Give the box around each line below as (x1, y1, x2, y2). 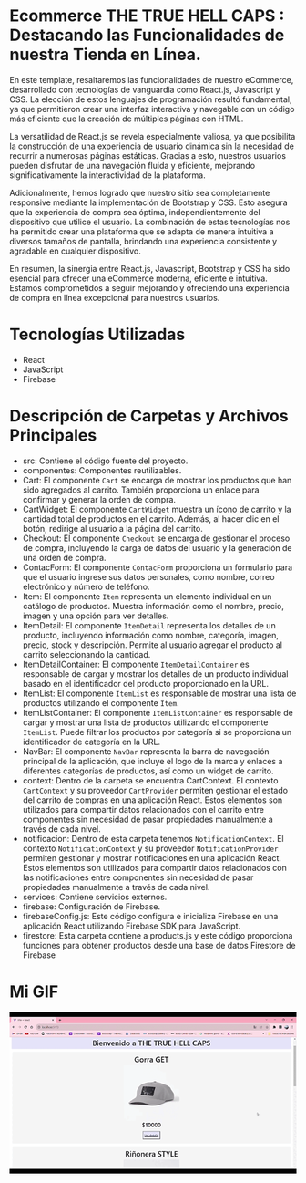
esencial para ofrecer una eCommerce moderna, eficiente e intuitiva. (9, 273, 269, 284)
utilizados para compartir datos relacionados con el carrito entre (22, 804, 264, 815)
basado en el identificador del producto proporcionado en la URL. (22, 678, 269, 689)
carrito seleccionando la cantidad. (22, 649, 151, 659)
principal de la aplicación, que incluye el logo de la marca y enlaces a (22, 755, 283, 766)
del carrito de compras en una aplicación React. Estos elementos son (22, 794, 283, 805)
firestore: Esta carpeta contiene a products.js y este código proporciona (22, 929, 293, 940)
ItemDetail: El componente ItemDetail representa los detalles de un (22, 619, 276, 630)
